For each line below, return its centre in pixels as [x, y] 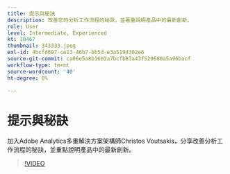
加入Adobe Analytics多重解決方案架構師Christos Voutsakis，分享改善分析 [112, 141]
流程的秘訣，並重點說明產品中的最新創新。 [74, 150]
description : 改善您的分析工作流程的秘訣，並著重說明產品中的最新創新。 [100, 20]
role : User [23, 26]
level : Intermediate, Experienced [57, 33]
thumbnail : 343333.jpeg [42, 46]
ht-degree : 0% [28, 78]
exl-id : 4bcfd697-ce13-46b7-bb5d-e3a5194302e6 [76, 53]
